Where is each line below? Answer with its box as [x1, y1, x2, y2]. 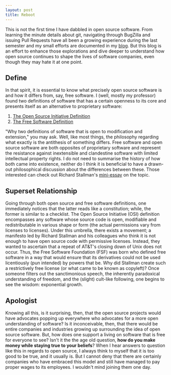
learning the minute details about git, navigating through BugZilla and [5, 32, 151, 38]
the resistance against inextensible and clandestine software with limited [5, 150, 158, 156]
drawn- [148, 161, 164, 167]
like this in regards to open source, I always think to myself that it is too [5, 347, 155, 354]
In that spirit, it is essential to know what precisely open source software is [5, 87, 162, 93]
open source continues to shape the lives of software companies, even [5, 53, 155, 59]
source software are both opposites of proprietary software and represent [5, 145, 161, 151]
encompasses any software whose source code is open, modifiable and [5, 216, 157, 222]
